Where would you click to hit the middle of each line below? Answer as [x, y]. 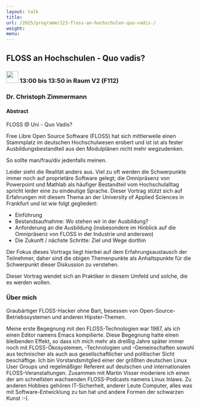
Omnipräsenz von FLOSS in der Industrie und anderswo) [84, 234]
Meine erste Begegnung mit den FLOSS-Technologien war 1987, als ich [93, 328]
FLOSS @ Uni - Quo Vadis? [39, 124]
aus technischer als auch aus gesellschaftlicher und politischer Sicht [90, 354]
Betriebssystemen [28, 317]
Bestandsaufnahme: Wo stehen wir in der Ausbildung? [81, 221]
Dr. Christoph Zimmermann [47, 97]
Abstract [17, 111]
